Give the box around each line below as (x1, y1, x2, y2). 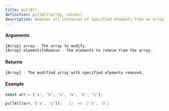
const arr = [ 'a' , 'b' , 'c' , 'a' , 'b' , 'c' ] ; (5, 92, 103, 97)
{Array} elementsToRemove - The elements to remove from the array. (5, 48, 153, 53)
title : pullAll (5, 7, 37, 13)
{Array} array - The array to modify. (5, 43, 87, 48)
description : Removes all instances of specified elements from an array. (5, 17, 166, 22)
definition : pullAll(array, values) (5, 12, 82, 17)
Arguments (5, 32, 30, 38)
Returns (5, 59, 23, 65)
